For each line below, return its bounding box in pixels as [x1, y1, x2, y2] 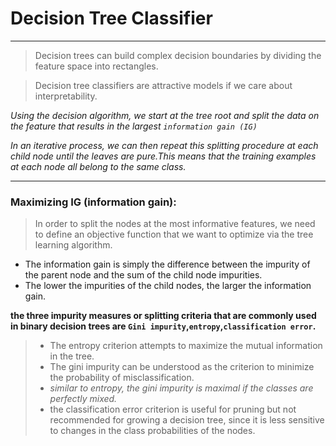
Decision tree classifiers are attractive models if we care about [34, 79, 293, 91]
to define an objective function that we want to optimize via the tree [34, 228, 314, 241]
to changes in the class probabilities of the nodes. [49, 425, 256, 437]
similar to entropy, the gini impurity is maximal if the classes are [49, 382, 314, 394]
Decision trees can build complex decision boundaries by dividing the [34, 49, 322, 61]
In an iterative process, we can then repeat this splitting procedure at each [10, 139, 319, 151]
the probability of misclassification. [49, 372, 195, 384]
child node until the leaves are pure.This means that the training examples [10, 150, 317, 162]
